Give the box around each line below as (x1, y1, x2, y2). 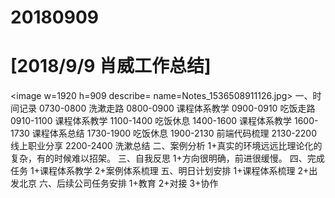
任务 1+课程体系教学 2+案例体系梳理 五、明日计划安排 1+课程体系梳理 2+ (10, 165, 310, 177)
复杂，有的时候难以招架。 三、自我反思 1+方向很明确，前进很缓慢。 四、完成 (10, 152, 325, 165)
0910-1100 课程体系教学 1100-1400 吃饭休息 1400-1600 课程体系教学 (10, 115, 292, 127)
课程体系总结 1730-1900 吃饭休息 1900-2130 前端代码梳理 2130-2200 (31, 127, 317, 140)
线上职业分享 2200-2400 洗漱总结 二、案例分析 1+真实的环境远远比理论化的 (10, 140, 323, 152)
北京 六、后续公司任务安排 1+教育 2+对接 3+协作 (18, 177, 219, 190)
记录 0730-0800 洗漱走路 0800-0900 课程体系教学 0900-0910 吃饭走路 (18, 102, 316, 115)
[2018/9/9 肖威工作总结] (10, 55, 212, 78)
